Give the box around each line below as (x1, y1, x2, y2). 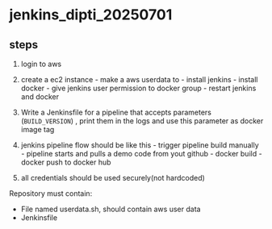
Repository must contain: (9, 189, 93, 198)
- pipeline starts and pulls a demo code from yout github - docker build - (20, 149, 262, 158)
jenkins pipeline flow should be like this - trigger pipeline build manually (20, 140, 259, 150)
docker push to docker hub (20, 157, 111, 167)
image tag (20, 125, 55, 134)
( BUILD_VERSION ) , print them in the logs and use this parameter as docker (20, 116, 264, 126)
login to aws (20, 59, 62, 69)
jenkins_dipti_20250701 (9, 6, 173, 24)
